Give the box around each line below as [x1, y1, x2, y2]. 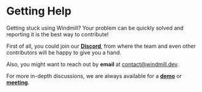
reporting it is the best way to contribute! [6, 30, 109, 38]
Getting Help [6, 4, 72, 18]
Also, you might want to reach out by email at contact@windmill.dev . [6, 61, 179, 68]
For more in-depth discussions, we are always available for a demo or [6, 72, 182, 79]
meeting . [6, 79, 29, 86]
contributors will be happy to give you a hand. [6, 48, 121, 56]
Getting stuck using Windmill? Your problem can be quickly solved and [6, 24, 184, 31]
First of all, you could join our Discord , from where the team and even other [6, 42, 197, 50]
